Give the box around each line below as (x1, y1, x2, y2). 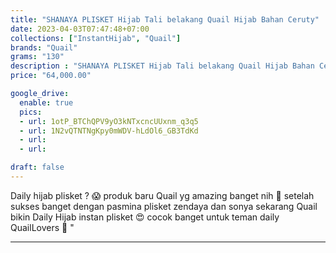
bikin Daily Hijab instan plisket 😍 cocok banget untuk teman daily (10, 211, 280, 223)
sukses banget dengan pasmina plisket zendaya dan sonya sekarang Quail (10, 200, 318, 212)
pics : (19, 107, 43, 117)
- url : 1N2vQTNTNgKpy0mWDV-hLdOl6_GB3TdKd (19, 126, 199, 136)
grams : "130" (10, 52, 65, 62)
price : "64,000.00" (10, 71, 92, 81)
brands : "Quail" (10, 42, 78, 53)
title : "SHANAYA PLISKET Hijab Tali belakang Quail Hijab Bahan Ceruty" (10, 14, 320, 25)
